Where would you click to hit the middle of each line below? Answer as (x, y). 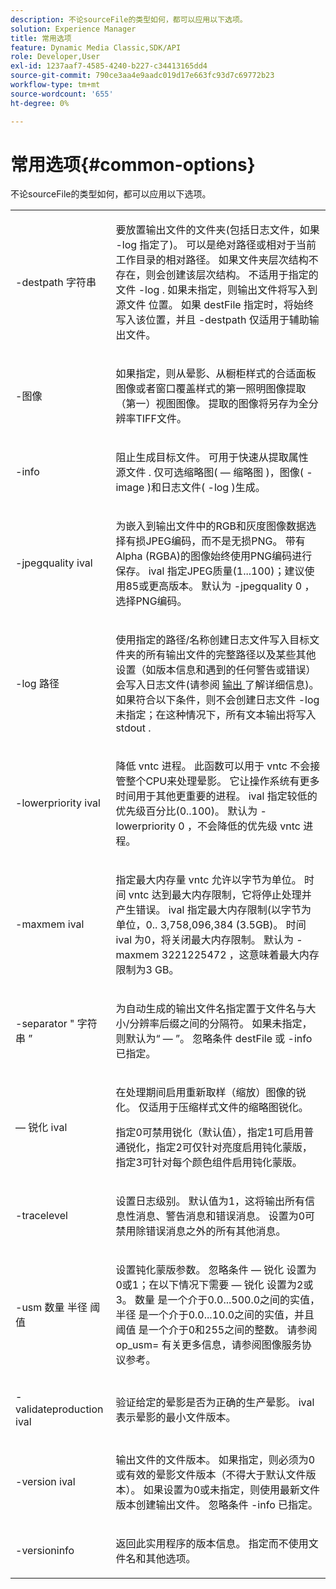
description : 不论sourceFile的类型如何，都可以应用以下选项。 (129, 19)
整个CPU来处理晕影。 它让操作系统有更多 (222, 781)
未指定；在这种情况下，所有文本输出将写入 (216, 715)
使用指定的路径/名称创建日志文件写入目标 (212, 640)
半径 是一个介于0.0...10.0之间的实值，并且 (215, 1315)
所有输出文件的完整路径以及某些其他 (231, 655)
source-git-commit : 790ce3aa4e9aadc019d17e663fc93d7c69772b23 (142, 76)
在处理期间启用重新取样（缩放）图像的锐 (211, 1093)
